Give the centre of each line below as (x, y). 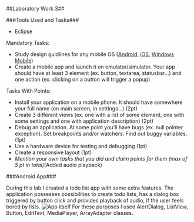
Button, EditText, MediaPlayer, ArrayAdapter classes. (70, 213)
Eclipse (24, 31)
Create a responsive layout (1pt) (53, 152)
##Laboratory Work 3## (35, 9)
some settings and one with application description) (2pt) (84, 121)
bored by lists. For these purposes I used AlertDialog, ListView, (97, 207)
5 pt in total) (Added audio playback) (58, 165)
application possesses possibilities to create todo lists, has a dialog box (93, 194)
